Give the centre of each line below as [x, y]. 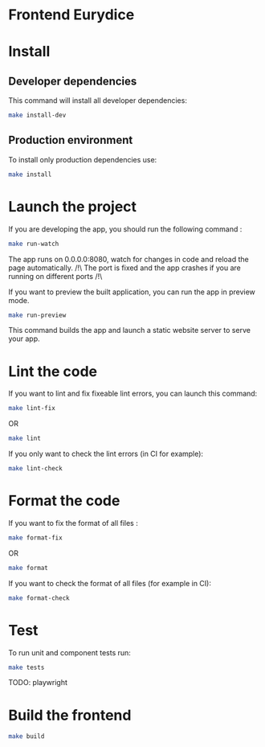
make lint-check [35, 469]
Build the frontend [70, 715]
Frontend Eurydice [71, 15]
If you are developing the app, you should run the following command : [125, 229]
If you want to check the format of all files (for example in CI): [110, 583]
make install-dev [37, 115]
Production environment [71, 140]
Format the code [64, 501]
